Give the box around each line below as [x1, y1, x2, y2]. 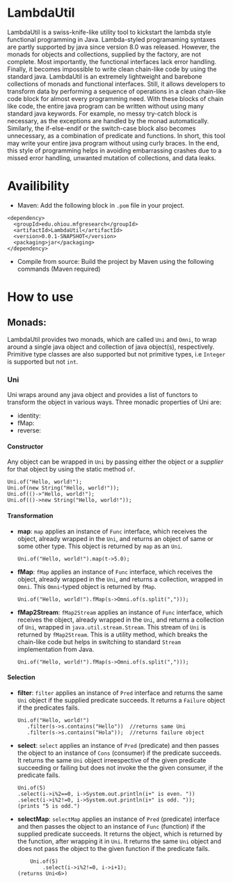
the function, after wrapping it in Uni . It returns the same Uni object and [17, 837, 221, 845]
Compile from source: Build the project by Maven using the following [17, 257, 214, 265]
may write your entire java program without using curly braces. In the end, [7, 139, 220, 147]
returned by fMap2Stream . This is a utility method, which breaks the [17, 630, 208, 639]
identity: [17, 412, 41, 420]
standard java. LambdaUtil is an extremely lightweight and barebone [7, 72, 202, 81]
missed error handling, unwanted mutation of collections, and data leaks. [7, 153, 216, 162]
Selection [7, 673, 36, 682]
